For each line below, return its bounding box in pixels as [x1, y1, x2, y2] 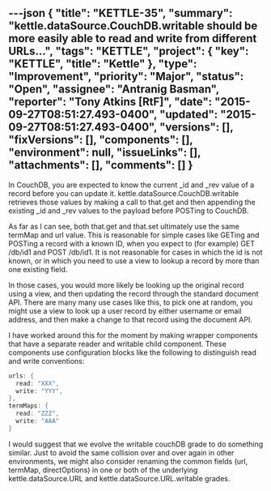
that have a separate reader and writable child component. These [8, 339, 227, 348]
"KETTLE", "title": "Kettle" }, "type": [8, 57, 197, 71]
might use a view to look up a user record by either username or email [8, 305, 242, 315]
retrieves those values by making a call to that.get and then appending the [8, 197, 256, 207]
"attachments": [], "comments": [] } [8, 158, 193, 173]
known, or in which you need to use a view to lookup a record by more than [8, 255, 260, 266]
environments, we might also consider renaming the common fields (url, [8, 456, 248, 466]
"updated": [159, 108, 218, 122]
